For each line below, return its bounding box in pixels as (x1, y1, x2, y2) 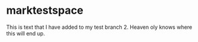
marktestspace (6, 4, 84, 17)
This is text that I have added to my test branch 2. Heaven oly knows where (6, 23, 193, 31)
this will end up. (6, 29, 45, 37)
